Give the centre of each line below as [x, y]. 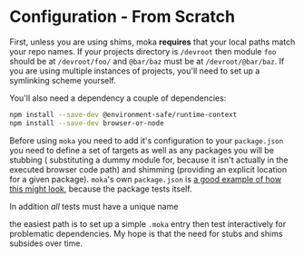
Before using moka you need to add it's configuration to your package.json [147, 140]
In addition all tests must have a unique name [94, 206]
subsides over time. [46, 243]
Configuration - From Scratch [123, 17]
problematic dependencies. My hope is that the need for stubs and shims [146, 233]
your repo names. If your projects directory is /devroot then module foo [143, 51]
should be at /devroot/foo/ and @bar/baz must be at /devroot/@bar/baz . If [147, 61]
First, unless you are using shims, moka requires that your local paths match [152, 42]
